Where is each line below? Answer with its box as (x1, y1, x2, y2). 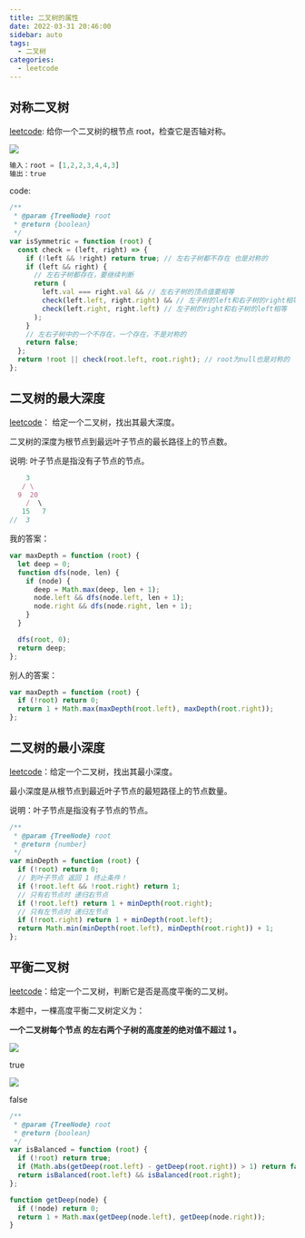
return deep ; (17, 644, 67, 653)
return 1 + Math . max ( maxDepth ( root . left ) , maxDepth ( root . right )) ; (17, 704, 274, 713)
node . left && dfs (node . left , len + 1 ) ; (33, 594, 184, 603)
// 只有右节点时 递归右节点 (17, 890, 109, 899)
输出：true (9, 169, 47, 178)
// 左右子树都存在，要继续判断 (33, 270, 134, 280)
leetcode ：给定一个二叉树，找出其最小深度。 (9, 766, 178, 777)
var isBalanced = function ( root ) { (9, 1145, 148, 1154)
